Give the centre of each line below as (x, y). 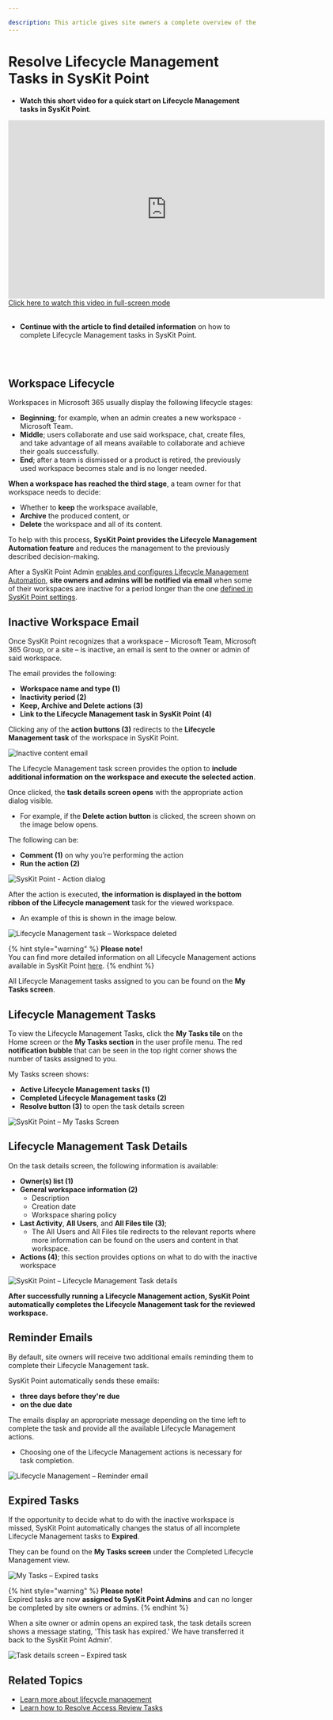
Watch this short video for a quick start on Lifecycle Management (129, 101)
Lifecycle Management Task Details (98, 1147)
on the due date (46, 1405)
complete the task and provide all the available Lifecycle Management (122, 1428)
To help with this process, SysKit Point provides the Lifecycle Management (132, 540)
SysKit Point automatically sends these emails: (84, 1381)
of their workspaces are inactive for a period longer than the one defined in (131, 589)
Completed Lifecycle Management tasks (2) (93, 1098)
